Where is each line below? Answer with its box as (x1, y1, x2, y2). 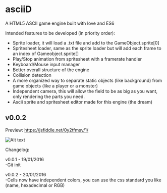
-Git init (5, 162, 21, 168)
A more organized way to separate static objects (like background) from (12, 77, 162, 83)
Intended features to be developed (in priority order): (5, 30, 115, 36)
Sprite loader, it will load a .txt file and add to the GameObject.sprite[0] (12, 39, 160, 46)
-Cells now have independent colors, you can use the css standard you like (5, 177, 161, 183)
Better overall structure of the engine (12, 67, 90, 73)
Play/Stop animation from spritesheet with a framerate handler (12, 56, 142, 62)
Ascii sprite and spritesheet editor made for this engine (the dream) (12, 99, 153, 105)
